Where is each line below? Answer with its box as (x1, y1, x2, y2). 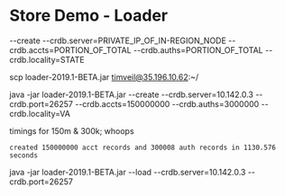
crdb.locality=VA (9, 108, 70, 119)
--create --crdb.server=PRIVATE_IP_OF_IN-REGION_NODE (9, 35, 227, 46)
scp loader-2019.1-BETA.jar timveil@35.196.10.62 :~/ (9, 71, 199, 82)
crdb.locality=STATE (9, 54, 85, 65)
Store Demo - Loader (9, 5, 169, 26)
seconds (9, 150, 39, 160)
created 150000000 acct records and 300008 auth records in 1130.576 (9, 143, 277, 152)
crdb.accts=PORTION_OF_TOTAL (9, 44, 133, 55)
